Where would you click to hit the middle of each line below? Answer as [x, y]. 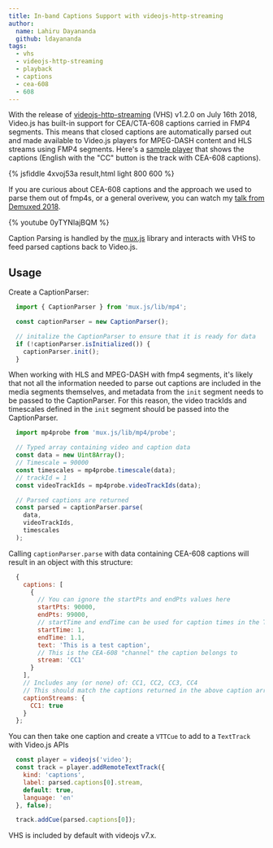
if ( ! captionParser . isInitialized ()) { [83, 344]
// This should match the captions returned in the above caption [138, 690]
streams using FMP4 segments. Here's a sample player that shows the [127, 149]
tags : [17, 46]
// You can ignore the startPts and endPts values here [134, 600]
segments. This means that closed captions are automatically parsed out [130, 132]
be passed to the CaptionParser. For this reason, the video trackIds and [128, 400]
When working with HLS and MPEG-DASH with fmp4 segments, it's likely [131, 374]
